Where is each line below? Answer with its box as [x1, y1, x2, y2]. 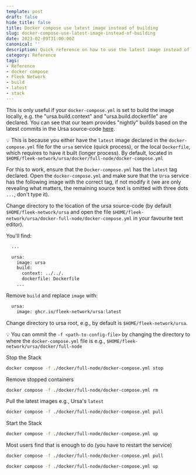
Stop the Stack [6, 354, 42, 361]
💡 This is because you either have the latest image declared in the [6, 136, 168, 144]
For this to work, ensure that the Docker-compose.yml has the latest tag [6, 165, 177, 173]
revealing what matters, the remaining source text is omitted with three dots [6, 184, 188, 191]
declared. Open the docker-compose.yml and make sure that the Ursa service [6, 172, 189, 179]
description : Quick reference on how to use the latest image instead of [6, 47, 190, 53]
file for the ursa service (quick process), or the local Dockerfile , [36, 143, 191, 150]
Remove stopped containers [6, 376, 74, 383]
